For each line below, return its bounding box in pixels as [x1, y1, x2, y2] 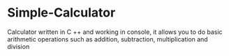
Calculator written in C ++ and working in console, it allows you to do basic [7, 28, 223, 36]
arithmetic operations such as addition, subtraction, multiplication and [7, 35, 208, 43]
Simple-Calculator [7, 5, 116, 21]
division [7, 42, 30, 50]
